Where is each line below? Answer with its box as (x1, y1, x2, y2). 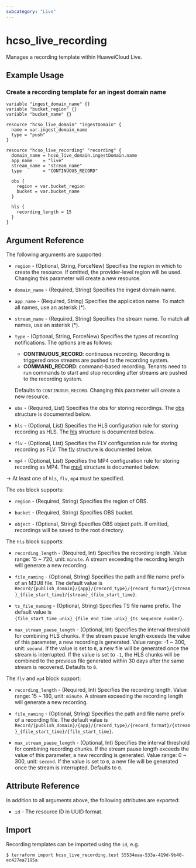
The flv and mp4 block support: (6, 675, 81, 682)
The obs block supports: (6, 486, 64, 493)
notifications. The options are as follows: (14, 339, 113, 346)
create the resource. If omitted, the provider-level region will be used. (14, 268, 183, 276)
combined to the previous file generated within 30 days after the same (14, 657, 184, 664)
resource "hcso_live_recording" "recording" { (6, 147, 122, 153)
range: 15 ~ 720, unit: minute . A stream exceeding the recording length (14, 556, 184, 563)
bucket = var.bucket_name (16, 189, 80, 194)
